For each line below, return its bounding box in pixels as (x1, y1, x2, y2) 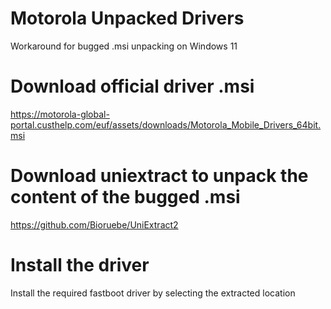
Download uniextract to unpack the (10, 165, 309, 187)
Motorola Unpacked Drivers (10, 7, 245, 30)
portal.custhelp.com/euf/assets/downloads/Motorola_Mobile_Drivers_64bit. (10, 118, 322, 131)
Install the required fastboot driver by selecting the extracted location (10, 287, 296, 299)
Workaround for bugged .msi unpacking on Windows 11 (10, 40, 238, 52)
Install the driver (10, 254, 150, 276)
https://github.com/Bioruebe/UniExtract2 (10, 218, 179, 231)
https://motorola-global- (10, 108, 110, 120)
